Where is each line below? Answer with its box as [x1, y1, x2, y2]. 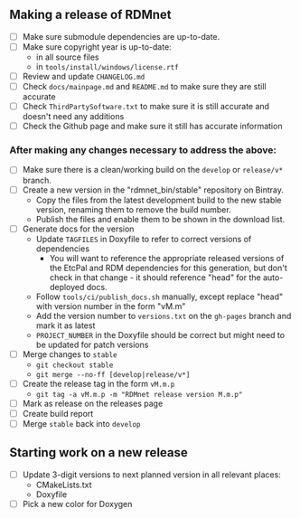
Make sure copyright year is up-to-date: [22, 41, 172, 52]
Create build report [22, 408, 94, 419]
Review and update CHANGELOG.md [22, 71, 145, 81]
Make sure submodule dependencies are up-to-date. [22, 31, 220, 42]
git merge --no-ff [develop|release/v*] [35, 370, 191, 379]
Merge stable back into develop [22, 418, 141, 429]
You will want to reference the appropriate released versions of [49, 252, 285, 263]
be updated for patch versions [35, 339, 149, 350]
